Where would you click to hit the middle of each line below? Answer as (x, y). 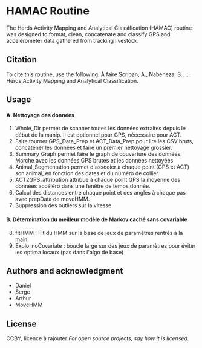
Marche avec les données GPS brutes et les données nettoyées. (95, 161)
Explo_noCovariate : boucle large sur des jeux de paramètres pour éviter (105, 245)
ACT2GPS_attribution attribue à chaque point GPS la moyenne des (97, 180)
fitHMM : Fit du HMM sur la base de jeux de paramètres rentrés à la (99, 233)
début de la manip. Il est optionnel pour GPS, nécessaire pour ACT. (98, 135)
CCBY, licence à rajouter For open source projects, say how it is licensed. (98, 338)
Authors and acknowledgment (65, 271)
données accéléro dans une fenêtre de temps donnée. (83, 186)
